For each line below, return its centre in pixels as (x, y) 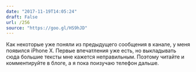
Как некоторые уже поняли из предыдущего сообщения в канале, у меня (98, 44)
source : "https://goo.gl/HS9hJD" (47, 28)
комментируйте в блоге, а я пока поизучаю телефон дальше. (82, 63)
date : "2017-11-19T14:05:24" (42, 11)
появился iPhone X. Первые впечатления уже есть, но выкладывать (91, 51)
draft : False (22, 17)
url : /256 (18, 22)
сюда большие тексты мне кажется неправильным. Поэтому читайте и (95, 57)
